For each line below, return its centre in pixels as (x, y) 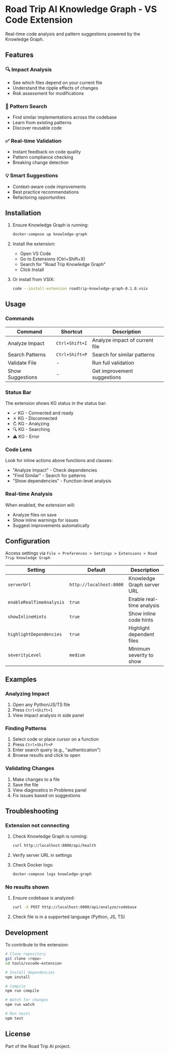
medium (77, 655)
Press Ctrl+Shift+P (32, 745)
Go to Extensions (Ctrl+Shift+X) (53, 259)
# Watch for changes (27, 1000)
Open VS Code (35, 254)
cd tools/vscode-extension (33, 963)
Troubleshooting (32, 811)
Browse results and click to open (46, 755)
